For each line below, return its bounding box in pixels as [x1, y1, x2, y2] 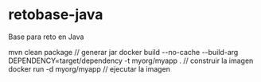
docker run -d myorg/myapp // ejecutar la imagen [8, 64, 171, 73]
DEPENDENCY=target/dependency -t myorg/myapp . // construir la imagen [8, 56, 254, 65]
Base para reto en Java [8, 32, 84, 41]
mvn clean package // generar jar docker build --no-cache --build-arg [8, 47, 239, 57]
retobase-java [8, 6, 103, 24]
